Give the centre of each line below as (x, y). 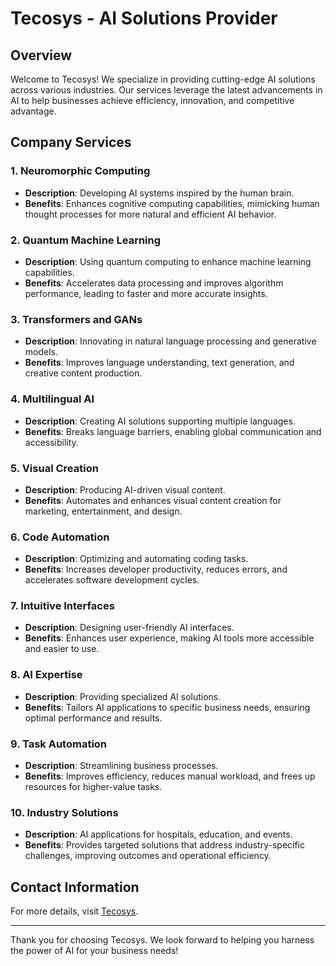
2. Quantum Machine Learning (86, 240)
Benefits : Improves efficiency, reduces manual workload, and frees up (170, 776)
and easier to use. (62, 649)
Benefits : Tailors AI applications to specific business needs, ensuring (167, 707)
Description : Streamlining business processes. (121, 766)
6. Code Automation (60, 537)
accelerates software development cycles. (112, 580)
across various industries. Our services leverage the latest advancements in (166, 90)
